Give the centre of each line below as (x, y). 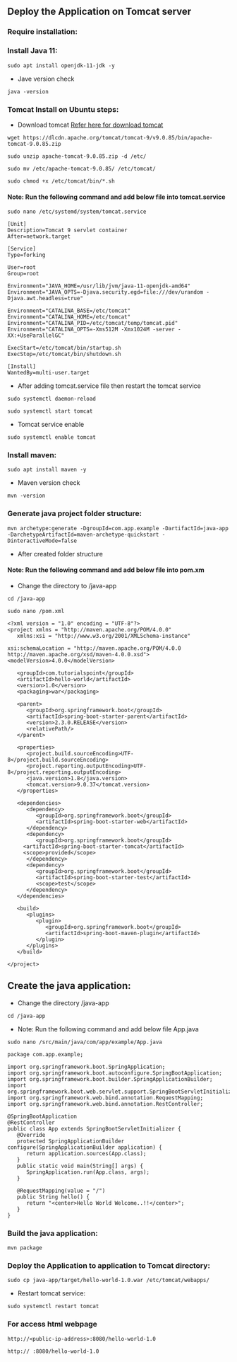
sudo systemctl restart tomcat (53, 1306)
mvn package (25, 1248)
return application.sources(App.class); (86, 1153)
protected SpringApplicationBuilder (71, 1141)
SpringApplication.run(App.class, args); (88, 1172)
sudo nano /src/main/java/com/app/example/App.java (85, 1042)
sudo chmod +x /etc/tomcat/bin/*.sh (61, 181)
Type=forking (26, 255)
